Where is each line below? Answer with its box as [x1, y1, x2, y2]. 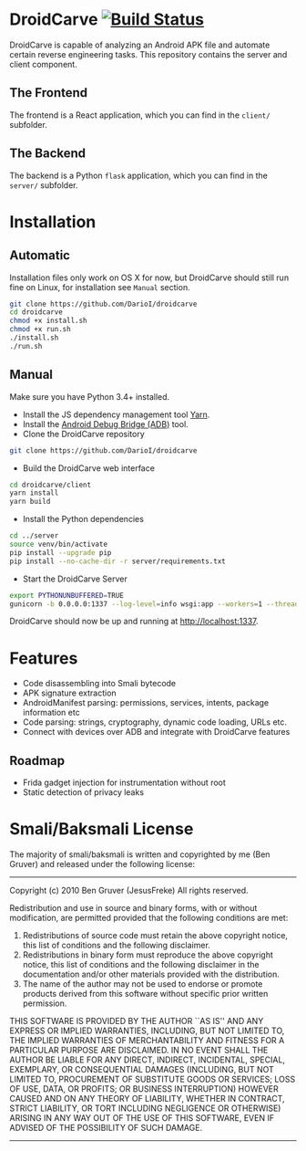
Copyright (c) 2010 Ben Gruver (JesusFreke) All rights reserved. [9, 885, 249, 896]
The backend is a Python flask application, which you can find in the [9, 170, 269, 181]
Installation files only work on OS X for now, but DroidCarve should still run [9, 272, 290, 283]
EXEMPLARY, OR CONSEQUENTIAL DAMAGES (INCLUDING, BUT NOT [9, 1064, 275, 1075]
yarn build [9, 497, 51, 507]
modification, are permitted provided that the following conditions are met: [9, 913, 289, 924]
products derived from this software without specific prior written [22, 989, 269, 999]
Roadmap [9, 753, 66, 769]
